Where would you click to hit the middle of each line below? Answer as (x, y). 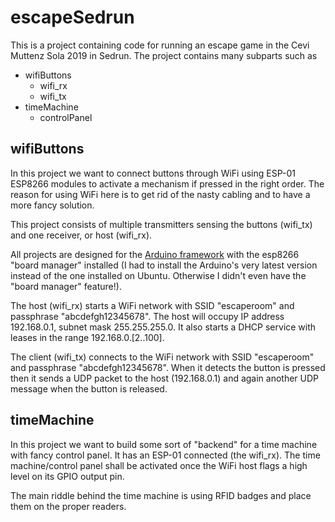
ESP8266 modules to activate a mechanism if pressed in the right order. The (167, 183)
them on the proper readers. (68, 506)
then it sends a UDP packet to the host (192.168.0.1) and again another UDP (165, 378)
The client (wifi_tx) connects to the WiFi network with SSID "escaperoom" (162, 357)
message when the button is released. (89, 388)
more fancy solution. (52, 205)
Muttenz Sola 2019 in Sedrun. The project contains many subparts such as (164, 55)
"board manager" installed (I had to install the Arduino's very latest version (164, 265)
